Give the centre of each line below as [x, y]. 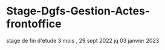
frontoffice [34, 24]
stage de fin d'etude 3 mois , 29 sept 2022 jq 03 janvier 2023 [83, 40]
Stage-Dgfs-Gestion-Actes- [78, 11]
